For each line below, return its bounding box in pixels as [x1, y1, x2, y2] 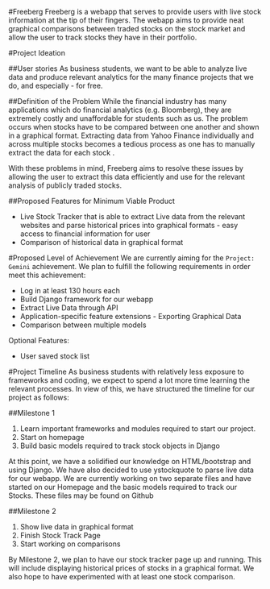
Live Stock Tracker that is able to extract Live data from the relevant [19, 212, 246, 221]
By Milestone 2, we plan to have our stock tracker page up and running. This [8, 555, 262, 564]
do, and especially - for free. [8, 81, 103, 90]
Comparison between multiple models [19, 320, 147, 330]
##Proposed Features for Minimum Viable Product [8, 197, 175, 205]
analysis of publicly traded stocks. [8, 180, 123, 190]
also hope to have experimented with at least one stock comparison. [8, 572, 235, 581]
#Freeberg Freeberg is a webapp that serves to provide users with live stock [8, 7, 262, 16]
